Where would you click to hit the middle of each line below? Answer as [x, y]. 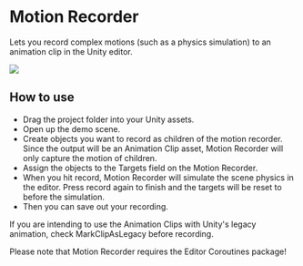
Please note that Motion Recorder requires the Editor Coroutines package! [148, 251]
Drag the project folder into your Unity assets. [108, 119]
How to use [42, 97]
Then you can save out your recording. [95, 206]
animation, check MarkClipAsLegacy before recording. [111, 233]
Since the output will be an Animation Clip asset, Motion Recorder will [153, 148]
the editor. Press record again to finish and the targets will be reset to [152, 187]
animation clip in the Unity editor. [71, 51]
